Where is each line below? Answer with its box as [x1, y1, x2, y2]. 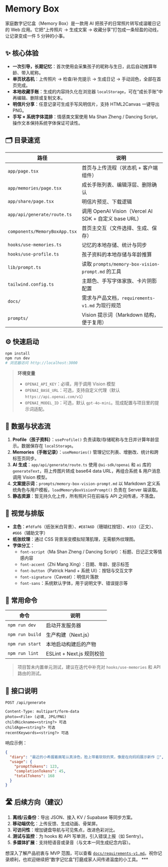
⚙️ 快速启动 [5, 337, 39, 346]
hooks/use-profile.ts [7, 251, 59, 257]
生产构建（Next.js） [45, 632, 92, 639]
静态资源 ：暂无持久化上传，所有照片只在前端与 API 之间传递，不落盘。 [12, 493, 158, 499]
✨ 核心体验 [5, 49, 39, 58]
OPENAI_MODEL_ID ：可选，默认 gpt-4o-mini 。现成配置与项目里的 [24, 400, 155, 405]
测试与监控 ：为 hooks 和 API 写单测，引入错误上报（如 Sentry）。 [12, 833, 146, 839]
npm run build [7, 632, 41, 638]
